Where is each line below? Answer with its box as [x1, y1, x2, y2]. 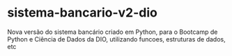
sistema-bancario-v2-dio [7, 5, 158, 21]
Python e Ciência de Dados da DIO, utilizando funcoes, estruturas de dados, [7, 35, 226, 43]
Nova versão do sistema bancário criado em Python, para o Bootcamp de [7, 28, 218, 36]
